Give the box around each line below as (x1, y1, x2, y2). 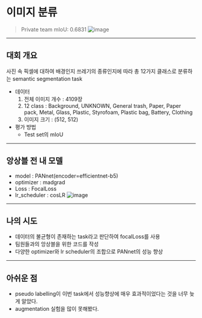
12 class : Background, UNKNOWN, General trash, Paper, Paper (23, 102, 182, 109)
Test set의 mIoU (23, 131, 64, 138)
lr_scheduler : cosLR (14, 191, 66, 199)
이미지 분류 (6, 5, 58, 19)
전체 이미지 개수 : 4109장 (23, 95, 83, 102)
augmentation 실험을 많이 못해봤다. (14, 305, 99, 313)
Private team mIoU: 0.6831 (20, 25, 87, 33)
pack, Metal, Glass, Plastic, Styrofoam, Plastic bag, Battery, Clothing (23, 108, 193, 116)
